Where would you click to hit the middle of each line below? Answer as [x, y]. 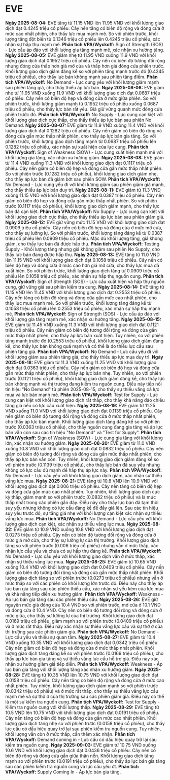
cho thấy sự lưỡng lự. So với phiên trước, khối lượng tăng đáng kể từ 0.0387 [84, 233]
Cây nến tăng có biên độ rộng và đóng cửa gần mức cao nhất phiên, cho [81, 298]
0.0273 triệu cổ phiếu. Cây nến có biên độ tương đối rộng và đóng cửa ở [81, 535]
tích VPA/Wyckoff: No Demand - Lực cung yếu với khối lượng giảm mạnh [82, 82]
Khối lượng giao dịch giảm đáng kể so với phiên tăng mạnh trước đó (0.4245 [85, 71]
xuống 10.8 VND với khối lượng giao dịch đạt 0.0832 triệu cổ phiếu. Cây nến [84, 448]
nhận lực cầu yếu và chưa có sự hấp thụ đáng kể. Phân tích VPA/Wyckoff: [83, 551]
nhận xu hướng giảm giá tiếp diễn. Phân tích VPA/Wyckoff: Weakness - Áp [84, 664]
